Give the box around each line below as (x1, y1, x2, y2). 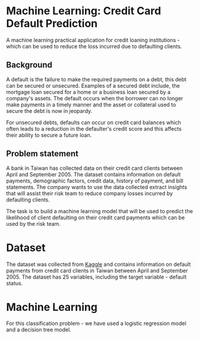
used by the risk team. (6, 220, 61, 227)
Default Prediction (6, 17, 98, 30)
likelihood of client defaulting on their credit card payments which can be (6, 214, 185, 221)
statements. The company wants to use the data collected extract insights (6, 183, 187, 191)
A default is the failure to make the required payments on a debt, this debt (6, 75, 187, 83)
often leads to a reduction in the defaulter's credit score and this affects (6, 125, 182, 132)
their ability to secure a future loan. (6, 131, 92, 138)
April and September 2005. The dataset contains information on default (6, 170, 181, 178)
